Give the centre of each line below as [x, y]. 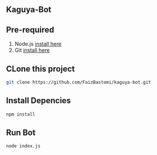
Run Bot [21, 132]
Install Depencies [39, 100]
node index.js [24, 146]
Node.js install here [38, 44]
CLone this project [41, 69]
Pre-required [30, 30]
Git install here [32, 50]
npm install [21, 114]
